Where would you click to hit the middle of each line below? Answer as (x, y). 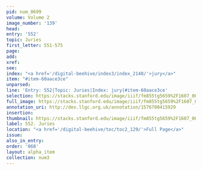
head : (13, 29)
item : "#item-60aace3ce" (37, 79)
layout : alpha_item (31, 152)
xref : (13, 62)
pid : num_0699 (24, 12)
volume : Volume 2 (28, 17)
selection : (20, 96)
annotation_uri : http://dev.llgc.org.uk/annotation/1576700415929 (91, 107)
